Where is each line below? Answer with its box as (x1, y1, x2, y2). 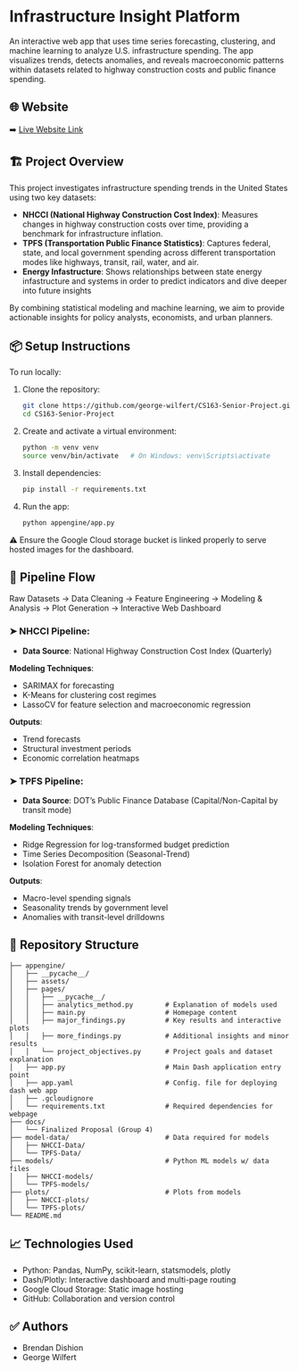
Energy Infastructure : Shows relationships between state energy (21, 266, 262, 277)
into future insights (21, 285, 92, 295)
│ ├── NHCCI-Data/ (9, 1141, 87, 1150)
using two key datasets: (9, 192, 96, 203)
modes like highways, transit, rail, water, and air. (21, 256, 199, 267)
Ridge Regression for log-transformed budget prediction (21, 839, 230, 850)
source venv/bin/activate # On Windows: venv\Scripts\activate (21, 452, 270, 461)
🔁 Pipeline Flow (9, 569, 96, 586)
